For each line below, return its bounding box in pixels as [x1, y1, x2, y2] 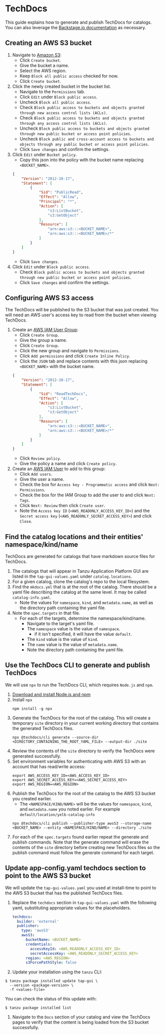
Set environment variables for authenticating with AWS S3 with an [12, 758, 146, 764]
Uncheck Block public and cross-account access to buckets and [19, 136, 154, 142]
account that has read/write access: [12, 763, 86, 770]
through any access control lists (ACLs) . [19, 120, 107, 126]
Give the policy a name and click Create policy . [19, 461, 117, 467]
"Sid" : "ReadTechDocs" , [38, 391, 88, 396]
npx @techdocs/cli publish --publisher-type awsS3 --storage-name [12, 821, 152, 826]
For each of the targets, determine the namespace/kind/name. [19, 615, 146, 621]
